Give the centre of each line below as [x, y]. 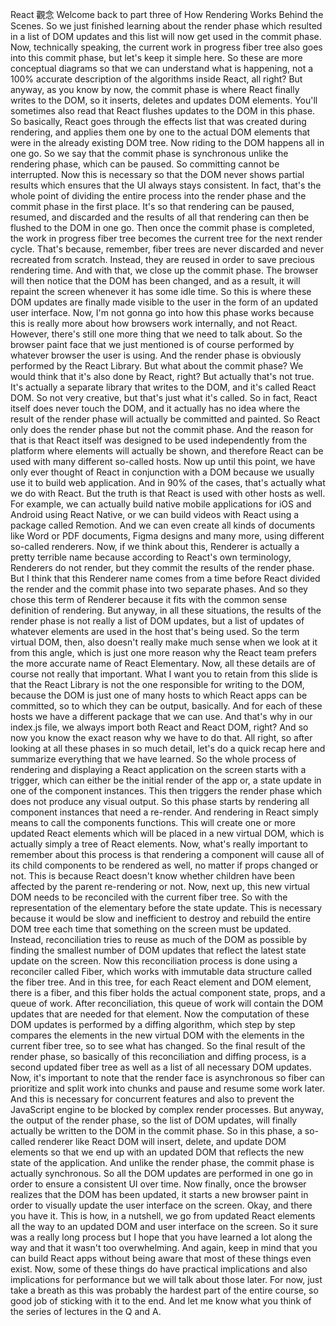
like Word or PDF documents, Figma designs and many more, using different [167, 536]
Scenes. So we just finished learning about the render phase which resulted [166, 26]
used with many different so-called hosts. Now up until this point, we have [163, 461]
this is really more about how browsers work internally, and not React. [154, 323]
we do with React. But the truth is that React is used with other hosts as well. [168, 493]
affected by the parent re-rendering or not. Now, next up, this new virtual [160, 886]
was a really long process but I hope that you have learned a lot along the [161, 1237]
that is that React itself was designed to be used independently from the [159, 440]
